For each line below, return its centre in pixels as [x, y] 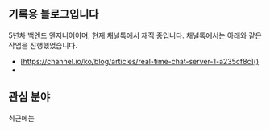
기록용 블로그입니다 [54, 14]
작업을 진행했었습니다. [43, 45]
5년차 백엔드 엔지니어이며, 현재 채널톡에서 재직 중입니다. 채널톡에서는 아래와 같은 [135, 35]
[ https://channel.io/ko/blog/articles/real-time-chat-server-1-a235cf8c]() [139, 61]
